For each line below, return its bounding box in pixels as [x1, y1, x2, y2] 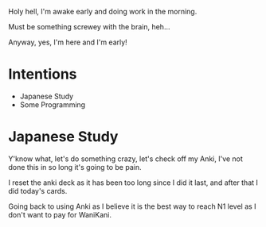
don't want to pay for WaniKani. [8, 210, 111, 219]
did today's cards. [8, 186, 68, 195]
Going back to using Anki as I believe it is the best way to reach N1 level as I [8, 202, 256, 211]
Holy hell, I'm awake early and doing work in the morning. [8, 7, 198, 16]
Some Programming [19, 99, 86, 110]
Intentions [8, 65, 77, 83]
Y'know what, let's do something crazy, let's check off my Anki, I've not [8, 154, 243, 164]
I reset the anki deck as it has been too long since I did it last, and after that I [8, 178, 259, 187]
